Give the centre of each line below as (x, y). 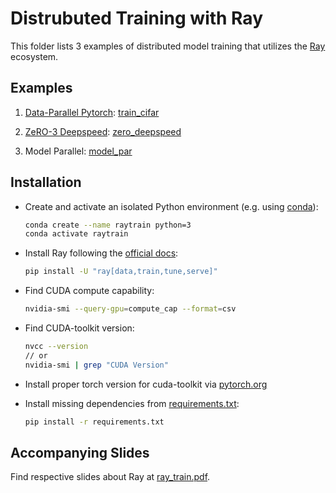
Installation (46, 182)
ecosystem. (34, 56)
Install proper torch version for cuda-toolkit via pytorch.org (146, 384)
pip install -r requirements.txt (94, 422)
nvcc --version (56, 347)
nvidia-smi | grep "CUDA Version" (96, 365)
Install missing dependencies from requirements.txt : (132, 403)
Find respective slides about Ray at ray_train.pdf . (110, 477)
